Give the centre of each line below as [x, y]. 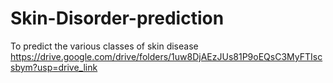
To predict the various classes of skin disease [104, 46]
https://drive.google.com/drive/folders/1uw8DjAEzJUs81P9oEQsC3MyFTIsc [166, 56]
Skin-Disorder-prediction [117, 18]
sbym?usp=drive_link [54, 67]
